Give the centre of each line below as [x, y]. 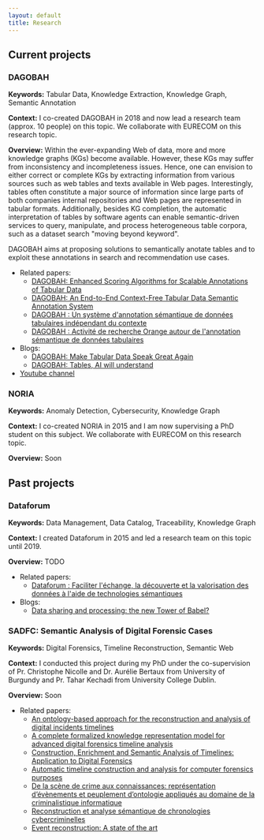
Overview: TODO [37, 562]
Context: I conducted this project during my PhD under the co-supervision [129, 663]
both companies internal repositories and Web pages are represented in [125, 200]
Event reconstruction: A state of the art [94, 828]
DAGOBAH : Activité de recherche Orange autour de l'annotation [136, 331]
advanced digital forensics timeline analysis [102, 744]
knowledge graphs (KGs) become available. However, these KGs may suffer [131, 159]
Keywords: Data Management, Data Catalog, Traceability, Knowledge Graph [132, 523]
